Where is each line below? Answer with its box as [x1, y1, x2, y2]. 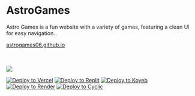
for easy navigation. [6, 29, 56, 36]
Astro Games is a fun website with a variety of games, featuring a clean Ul [6, 23, 190, 30]
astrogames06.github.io [6, 41, 65, 48]
